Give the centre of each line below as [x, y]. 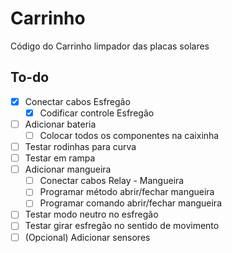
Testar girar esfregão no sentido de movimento [122, 226]
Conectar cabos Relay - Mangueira [112, 181]
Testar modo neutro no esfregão [91, 214]
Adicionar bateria [60, 124]
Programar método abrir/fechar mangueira [127, 192]
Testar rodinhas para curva [80, 146]
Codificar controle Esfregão [97, 113]
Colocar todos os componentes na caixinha [129, 135]
